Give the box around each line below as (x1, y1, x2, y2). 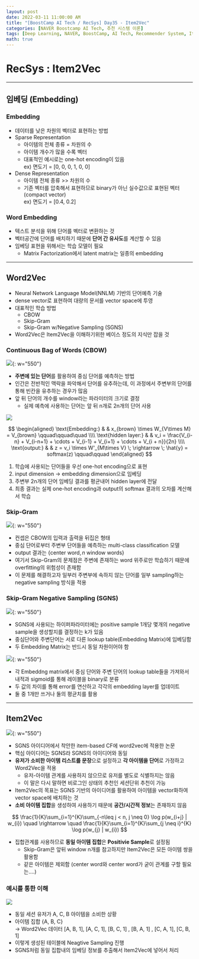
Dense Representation (14, 170, 69, 177)
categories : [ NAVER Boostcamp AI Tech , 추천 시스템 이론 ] (6, 25, 144, 32)
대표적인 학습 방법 (14, 304, 56, 311)
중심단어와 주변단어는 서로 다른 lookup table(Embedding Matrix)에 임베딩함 (14, 635, 191, 643)
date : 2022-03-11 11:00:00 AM (6, 14, 81, 20)
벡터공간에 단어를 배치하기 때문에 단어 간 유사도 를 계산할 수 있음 (14, 234, 162, 242)
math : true (6, 36, 33, 42)
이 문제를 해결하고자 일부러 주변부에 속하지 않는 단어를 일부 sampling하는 (14, 572, 184, 579)
